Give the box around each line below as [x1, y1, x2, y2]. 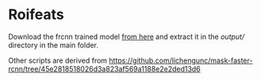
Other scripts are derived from [8, 56, 108, 65]
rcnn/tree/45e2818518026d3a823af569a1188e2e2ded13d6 [8, 64, 201, 73]
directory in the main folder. [8, 40, 99, 49]
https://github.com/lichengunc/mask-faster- [109, 56, 253, 65]
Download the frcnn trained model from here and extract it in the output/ [8, 32, 245, 41]
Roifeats [8, 6, 65, 24]
